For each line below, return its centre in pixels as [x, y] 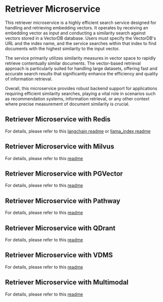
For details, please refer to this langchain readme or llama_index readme [78, 131]
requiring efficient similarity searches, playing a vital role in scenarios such [80, 93]
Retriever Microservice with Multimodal [67, 282]
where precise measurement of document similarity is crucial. [67, 104]
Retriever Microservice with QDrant [60, 228]
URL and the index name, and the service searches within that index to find [81, 43]
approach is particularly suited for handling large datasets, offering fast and [81, 68]
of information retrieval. [29, 79]
